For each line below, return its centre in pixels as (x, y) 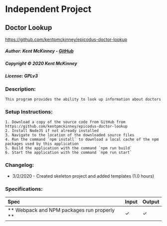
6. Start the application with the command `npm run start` (69, 153)
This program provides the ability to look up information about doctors (83, 100)
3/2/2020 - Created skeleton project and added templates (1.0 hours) (83, 176)
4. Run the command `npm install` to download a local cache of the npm (82, 140)
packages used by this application (42, 144)
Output (151, 202)
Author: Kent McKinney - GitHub (40, 51)
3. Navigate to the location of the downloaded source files (70, 135)
